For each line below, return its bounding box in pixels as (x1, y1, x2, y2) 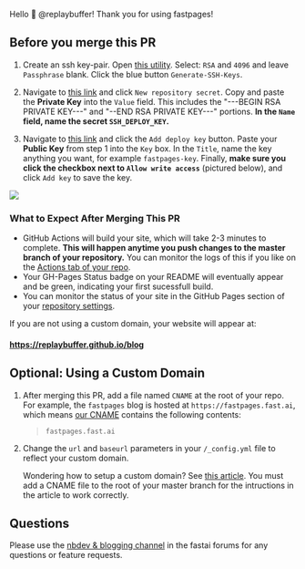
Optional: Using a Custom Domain (9, 366, 205, 381)
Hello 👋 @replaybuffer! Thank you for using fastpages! (9, 9, 214, 19)
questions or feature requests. (9, 550, 123, 561)
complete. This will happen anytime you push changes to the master (22, 243, 286, 253)
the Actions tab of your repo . (22, 262, 131, 273)
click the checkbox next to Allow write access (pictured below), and (22, 162, 283, 173)
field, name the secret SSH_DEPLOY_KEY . (22, 115, 170, 127)
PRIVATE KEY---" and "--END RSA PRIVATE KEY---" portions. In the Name (22, 106, 296, 117)
